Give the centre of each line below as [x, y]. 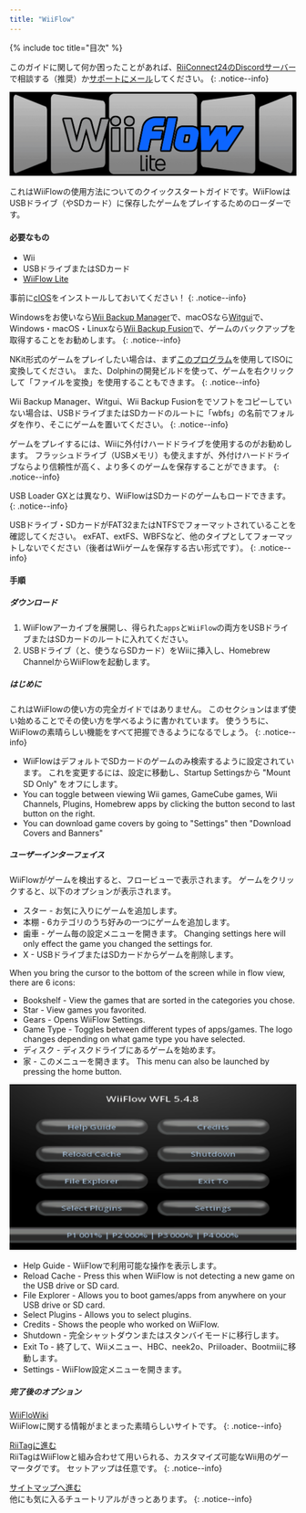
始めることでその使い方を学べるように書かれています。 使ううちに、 [145, 720]
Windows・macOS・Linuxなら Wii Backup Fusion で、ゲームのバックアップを [153, 329]
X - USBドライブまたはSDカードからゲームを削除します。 [130, 954]
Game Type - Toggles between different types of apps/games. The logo [158, 1029]
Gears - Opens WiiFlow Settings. [84, 1019]
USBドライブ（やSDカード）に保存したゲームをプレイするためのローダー [147, 203]
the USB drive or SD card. [71, 1285]
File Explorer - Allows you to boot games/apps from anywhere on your [154, 1295]
